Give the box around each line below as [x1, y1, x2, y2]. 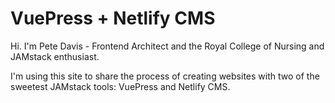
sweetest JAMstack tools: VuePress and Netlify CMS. [10, 80, 231, 92]
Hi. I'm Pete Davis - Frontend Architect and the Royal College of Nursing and [10, 40, 325, 52]
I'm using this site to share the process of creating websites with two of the [10, 70, 320, 82]
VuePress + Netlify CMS [10, 7, 216, 30]
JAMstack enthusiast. [10, 50, 100, 62]
